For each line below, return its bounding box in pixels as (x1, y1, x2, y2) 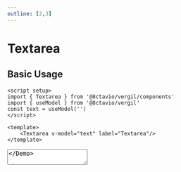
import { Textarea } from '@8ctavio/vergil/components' (7, 93, 175, 100)
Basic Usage (7, 68, 63, 81)
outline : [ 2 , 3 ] (7, 10, 52, 18)
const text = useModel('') (7, 105, 87, 112)
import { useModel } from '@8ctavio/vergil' (7, 99, 140, 106)
